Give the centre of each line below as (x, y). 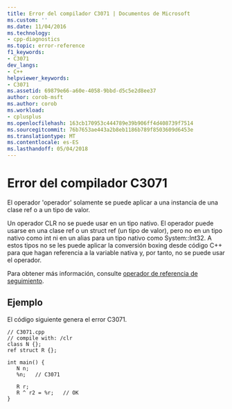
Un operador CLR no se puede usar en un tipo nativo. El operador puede (110, 223)
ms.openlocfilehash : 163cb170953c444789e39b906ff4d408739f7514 (100, 123)
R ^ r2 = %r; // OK (47, 392)
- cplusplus (24, 116)
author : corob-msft (35, 98)
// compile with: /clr (40, 338)
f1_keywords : (26, 53)
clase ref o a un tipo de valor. (49, 209)
